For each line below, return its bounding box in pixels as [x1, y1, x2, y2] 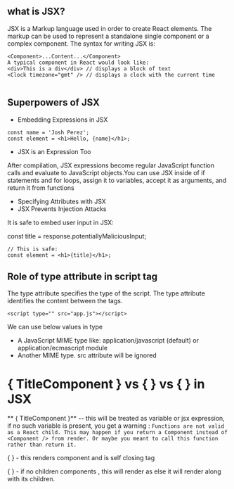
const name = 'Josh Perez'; [7, 129, 90, 136]
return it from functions [7, 183, 75, 192]
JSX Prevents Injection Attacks [17, 204, 107, 213]
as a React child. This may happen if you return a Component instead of [7, 429, 228, 436]
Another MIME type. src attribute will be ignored [17, 351, 157, 360]
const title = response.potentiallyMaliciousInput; [7, 231, 147, 240]
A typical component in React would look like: [7, 59, 150, 66]
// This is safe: [7, 246, 58, 253]
